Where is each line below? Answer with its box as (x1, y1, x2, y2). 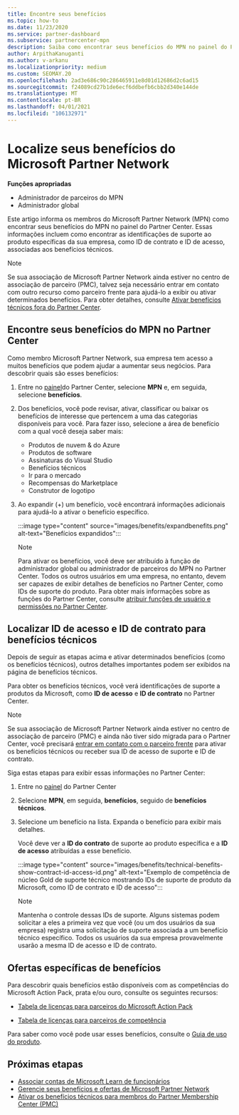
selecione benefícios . (17, 390, 83, 399)
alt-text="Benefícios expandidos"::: (17, 529, 122, 537)
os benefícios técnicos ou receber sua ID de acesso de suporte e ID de (7, 747, 216, 756)
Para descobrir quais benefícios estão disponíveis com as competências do (7, 981, 229, 989)
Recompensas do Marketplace (28, 479, 118, 487)
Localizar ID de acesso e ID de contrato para (7, 622, 206, 635)
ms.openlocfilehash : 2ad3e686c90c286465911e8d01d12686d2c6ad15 (7, 76, 199, 84)
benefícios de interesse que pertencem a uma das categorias (17, 412, 198, 420)
